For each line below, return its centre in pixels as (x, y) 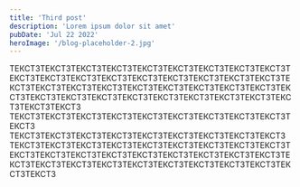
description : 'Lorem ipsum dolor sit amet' (93, 26)
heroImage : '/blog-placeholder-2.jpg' (82, 43)
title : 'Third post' (48, 18)
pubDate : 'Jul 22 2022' (54, 34)
